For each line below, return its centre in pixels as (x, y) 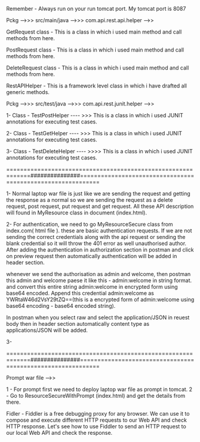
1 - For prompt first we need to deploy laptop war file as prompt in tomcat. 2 (99, 389)
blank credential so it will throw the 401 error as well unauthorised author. (96, 243)
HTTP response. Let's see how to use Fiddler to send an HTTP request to (96, 426)
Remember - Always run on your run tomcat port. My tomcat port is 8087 (96, 9)
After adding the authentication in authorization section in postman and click (100, 250)
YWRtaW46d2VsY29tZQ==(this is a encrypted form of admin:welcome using (100, 299)
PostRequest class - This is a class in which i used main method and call (95, 50)
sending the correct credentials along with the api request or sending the (96, 237)
